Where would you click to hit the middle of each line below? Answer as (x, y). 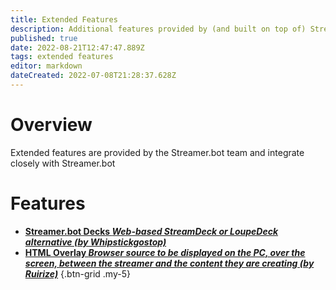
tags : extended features (62, 57)
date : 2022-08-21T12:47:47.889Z (77, 47)
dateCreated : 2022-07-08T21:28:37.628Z (93, 76)
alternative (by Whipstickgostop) (95, 242)
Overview (51, 125)
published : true (44, 38)
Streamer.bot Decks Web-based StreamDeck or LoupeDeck (151, 231)
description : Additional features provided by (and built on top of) (158, 29)
